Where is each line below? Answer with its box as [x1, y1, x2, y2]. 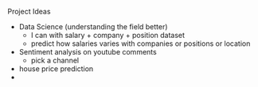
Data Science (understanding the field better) [18, 22, 168, 31]
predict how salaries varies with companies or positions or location [30, 39, 251, 48]
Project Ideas [7, 7, 51, 16]
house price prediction [18, 64, 94, 74]
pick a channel [30, 55, 80, 65]
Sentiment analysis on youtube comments [18, 47, 157, 56]
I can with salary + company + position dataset [30, 31, 185, 40]
